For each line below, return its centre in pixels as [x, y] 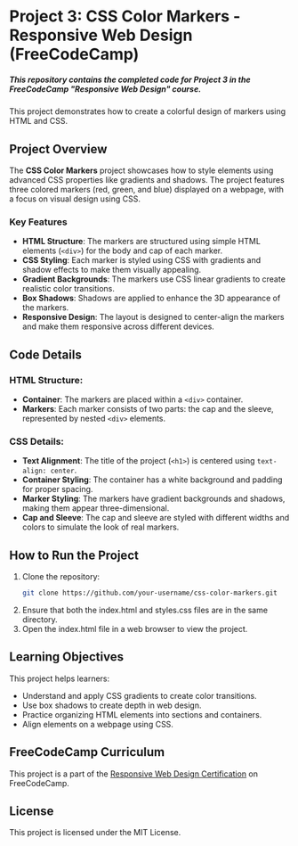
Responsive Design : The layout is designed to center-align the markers [153, 317]
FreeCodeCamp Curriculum [87, 752]
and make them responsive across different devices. [118, 326]
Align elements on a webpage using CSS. [97, 724]
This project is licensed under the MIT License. [95, 833]
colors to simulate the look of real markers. [101, 527]
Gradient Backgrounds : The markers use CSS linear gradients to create [154, 279]
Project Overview [58, 149]
